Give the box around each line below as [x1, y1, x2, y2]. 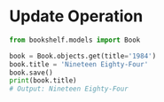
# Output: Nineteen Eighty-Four [9, 84, 129, 94]
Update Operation [9, 6, 144, 27]
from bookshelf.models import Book [9, 35, 141, 44]
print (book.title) [9, 76, 77, 85]
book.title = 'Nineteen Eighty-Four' [9, 59, 149, 68]
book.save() [9, 68, 53, 77]
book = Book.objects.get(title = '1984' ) [9, 51, 157, 60]
